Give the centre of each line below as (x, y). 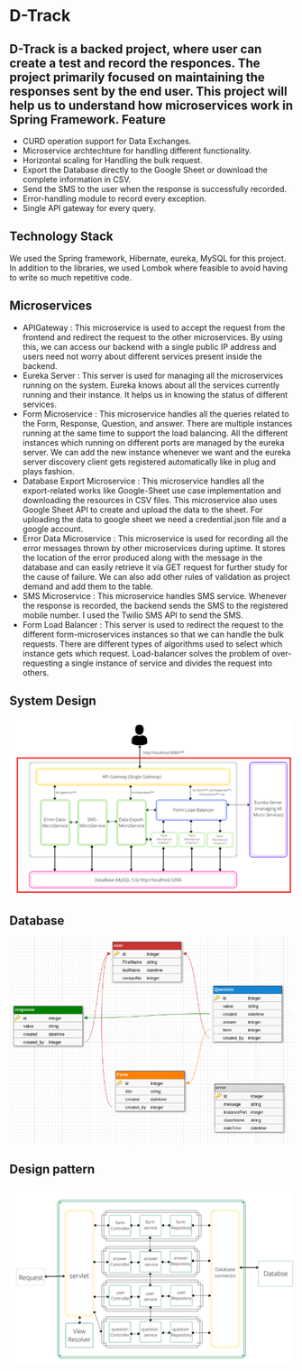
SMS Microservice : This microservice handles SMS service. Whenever (154, 595)
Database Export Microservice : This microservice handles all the (143, 481)
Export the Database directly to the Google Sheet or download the (145, 170)
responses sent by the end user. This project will (148, 91)
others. (36, 672)
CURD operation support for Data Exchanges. (107, 141)
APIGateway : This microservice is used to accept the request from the (154, 327)
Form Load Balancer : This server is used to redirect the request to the (153, 624)
